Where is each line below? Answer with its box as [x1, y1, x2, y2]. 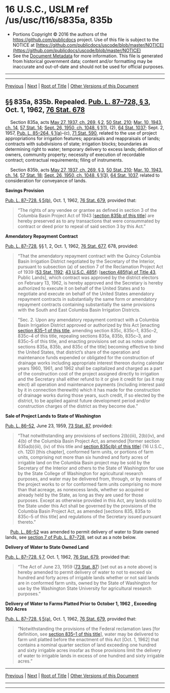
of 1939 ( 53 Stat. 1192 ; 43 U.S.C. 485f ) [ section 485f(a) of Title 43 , [17, 269, 157, 275]
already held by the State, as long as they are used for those [17, 492, 144, 498]
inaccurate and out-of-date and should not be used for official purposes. [12, 64, 164, 70]
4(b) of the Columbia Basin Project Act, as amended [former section [17, 438, 160, 444]
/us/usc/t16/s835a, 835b [5, 14, 113, 26]
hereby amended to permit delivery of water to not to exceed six [17, 569, 152, 575]
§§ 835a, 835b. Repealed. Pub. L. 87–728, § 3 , [5, 98, 151, 106]
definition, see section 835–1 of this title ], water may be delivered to [17, 631, 159, 637]
